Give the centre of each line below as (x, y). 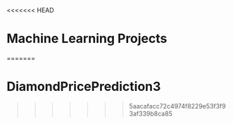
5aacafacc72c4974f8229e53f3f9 (177, 106)
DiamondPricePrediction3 (84, 87)
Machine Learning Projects (87, 39)
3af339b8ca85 (151, 113)
